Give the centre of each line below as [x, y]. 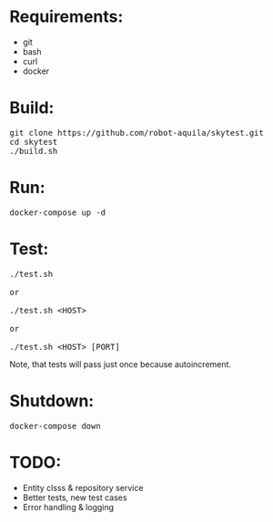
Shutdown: [52, 400]
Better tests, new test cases [75, 497]
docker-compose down [56, 426]
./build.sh [34, 151]
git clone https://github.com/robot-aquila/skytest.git [136, 133]
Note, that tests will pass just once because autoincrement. [121, 364]
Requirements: [66, 17]
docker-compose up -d [58, 212]
